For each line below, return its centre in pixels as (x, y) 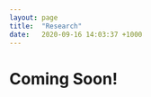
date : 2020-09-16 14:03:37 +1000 (76, 34)
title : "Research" (46, 26)
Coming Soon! (64, 79)
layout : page (34, 18)
